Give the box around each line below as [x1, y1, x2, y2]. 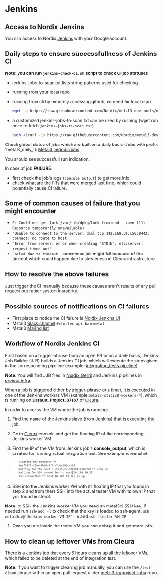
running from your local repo [12, 89, 70, 95]
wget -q [12, 109, 28, 113]
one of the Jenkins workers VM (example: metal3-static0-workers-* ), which [5, 392, 157, 398]
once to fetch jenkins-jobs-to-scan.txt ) [12, 123, 94, 128]
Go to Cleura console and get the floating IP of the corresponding [12, 431, 144, 436]
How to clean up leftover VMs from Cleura [5, 537, 135, 545]
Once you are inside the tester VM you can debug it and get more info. [12, 523, 154, 529]
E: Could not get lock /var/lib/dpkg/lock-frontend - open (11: [12, 220, 145, 226]
